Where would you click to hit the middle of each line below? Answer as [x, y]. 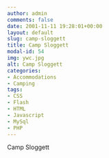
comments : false [30, 20]
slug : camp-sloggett [37, 39]
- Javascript [26, 115]
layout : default [30, 32]
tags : [15, 90]
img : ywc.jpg [26, 58]
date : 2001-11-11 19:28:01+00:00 [55, 26]
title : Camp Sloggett [38, 45]
